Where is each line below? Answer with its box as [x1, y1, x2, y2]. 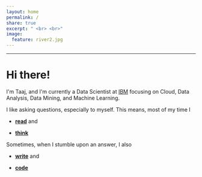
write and [14, 152, 40, 160]
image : [6, 31, 23, 37]
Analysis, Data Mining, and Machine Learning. [6, 94, 120, 101]
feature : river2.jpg [11, 37, 63, 43]
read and [14, 118, 38, 125]
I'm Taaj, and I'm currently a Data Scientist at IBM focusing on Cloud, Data [6, 88, 189, 95]
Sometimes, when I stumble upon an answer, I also [6, 140, 132, 148]
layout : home [6, 8, 39, 15]
